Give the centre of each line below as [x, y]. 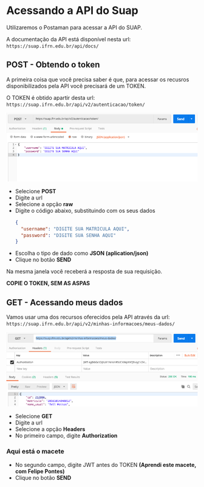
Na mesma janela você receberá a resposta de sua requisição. [84, 272]
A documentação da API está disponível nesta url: [69, 39]
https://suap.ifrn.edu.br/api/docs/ [53, 46]
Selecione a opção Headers [50, 429]
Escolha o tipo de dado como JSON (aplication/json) [82, 254]
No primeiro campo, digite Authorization [66, 436]
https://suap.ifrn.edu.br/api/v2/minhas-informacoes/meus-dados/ [90, 324]
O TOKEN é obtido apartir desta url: [51, 97]
